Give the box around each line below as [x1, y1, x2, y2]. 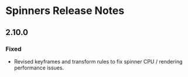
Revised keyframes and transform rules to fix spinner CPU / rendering [13, 58, 183, 65]
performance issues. [13, 64, 64, 71]
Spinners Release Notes [5, 4, 125, 17]
